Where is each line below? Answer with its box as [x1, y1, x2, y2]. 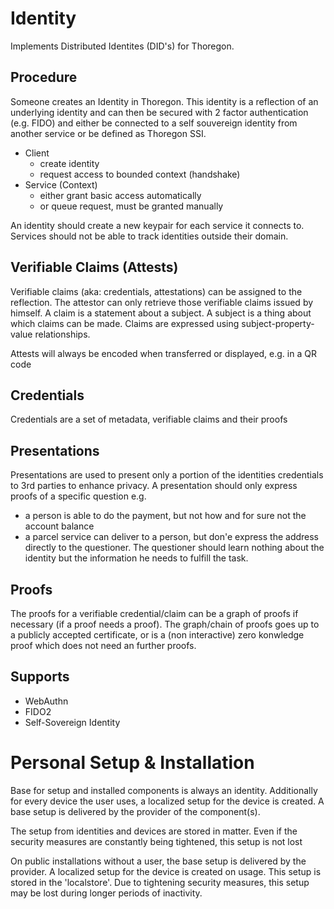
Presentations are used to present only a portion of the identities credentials [10, 469, 324, 481]
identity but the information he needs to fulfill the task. [24, 552, 249, 564]
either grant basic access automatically [39, 189, 202, 201]
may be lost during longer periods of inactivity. [10, 887, 203, 899]
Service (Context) [24, 178, 98, 191]
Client [24, 147, 50, 159]
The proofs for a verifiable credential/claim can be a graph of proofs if [10, 608, 299, 619]
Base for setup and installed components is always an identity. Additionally [10, 784, 318, 796]
